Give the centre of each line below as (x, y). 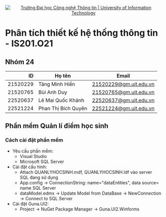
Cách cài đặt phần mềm (34, 140)
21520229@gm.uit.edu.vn (123, 84)
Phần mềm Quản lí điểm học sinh (57, 126)
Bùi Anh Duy (53, 92)
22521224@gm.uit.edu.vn (123, 108)
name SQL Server (38, 188)
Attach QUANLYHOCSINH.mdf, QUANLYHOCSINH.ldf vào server (86, 172)
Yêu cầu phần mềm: (33, 151)
